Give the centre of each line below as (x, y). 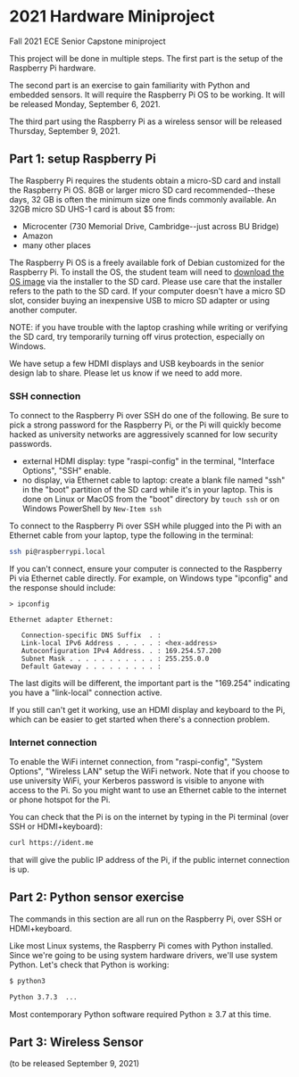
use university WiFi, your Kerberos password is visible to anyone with (137, 781)
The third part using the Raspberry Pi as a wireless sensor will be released (146, 121)
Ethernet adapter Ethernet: (62, 619)
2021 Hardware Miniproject (112, 17)
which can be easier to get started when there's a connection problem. (140, 719)
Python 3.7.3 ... (43, 997)
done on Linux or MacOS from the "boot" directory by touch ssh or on (150, 499)
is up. (19, 870)
